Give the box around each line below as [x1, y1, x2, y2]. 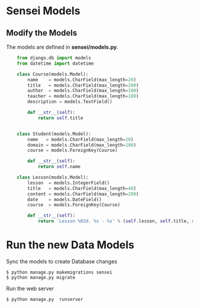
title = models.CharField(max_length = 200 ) [27, 82, 139, 88]
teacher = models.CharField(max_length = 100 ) [27, 93, 139, 99]
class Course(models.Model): [17, 71, 89, 77]
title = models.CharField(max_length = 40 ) [27, 185, 136, 191]
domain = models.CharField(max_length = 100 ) [27, 142, 136, 148]
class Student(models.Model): [17, 131, 92, 137]
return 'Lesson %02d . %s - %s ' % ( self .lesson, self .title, [37, 218, 190, 224]
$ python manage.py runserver [6, 296, 84, 302]
